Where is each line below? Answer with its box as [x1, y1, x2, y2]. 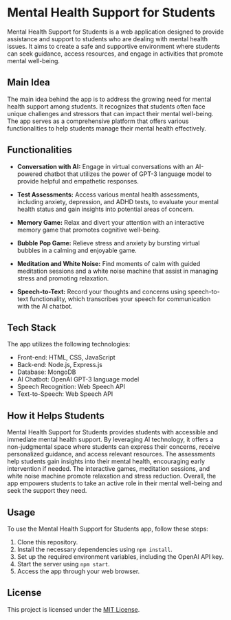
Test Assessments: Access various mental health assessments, [16, 190, 199, 199]
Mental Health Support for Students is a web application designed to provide [7, 27, 224, 36]
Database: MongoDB [16, 368, 76, 376]
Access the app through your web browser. [16, 567, 140, 575]
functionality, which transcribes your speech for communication [30, 294, 211, 303]
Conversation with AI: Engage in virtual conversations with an [16, 162, 194, 170]
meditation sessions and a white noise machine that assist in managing [16, 267, 219, 275]
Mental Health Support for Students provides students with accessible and [7, 428, 219, 436]
